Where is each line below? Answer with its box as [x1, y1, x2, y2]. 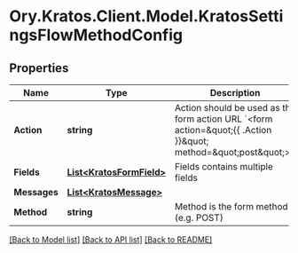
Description [209, 87, 261, 99]
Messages [13, 186, 59, 198]
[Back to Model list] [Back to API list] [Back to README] [9, 234, 213, 245]
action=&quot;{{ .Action [174, 124, 272, 136]
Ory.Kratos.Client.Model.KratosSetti [9, 6, 284, 27]
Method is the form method [174, 201, 288, 212]
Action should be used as [174, 102, 281, 114]
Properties [9, 60, 69, 75]
